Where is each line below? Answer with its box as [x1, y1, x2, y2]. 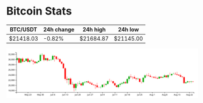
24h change [43, 26, 75, 33]
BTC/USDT [10, 26, 38, 33]
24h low [117, 26, 139, 33]
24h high [82, 26, 106, 33]
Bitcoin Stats [6, 4, 72, 18]
